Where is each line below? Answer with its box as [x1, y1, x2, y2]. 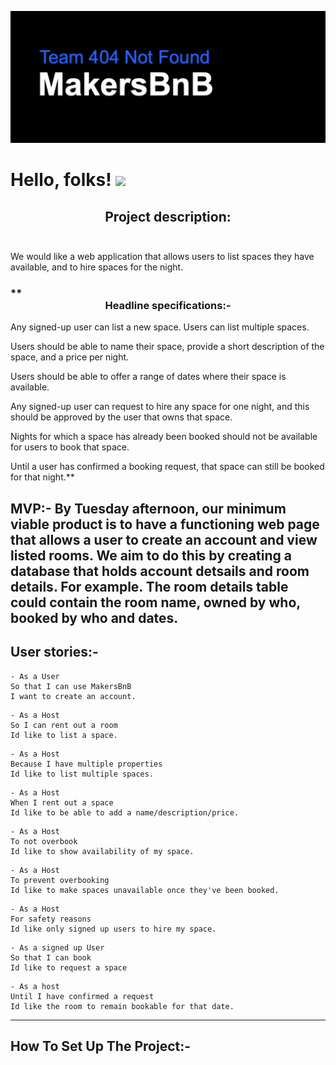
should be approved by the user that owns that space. [10, 411, 233, 423]
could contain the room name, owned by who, [10, 594, 301, 611]
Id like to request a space [10, 962, 128, 973]
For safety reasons [10, 914, 92, 924]
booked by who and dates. [10, 609, 179, 626]
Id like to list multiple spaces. [10, 769, 155, 779]
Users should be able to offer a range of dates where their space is [10, 371, 287, 383]
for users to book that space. [10, 441, 130, 453]
